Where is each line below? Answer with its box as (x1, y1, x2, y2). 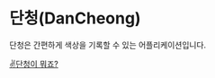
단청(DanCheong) (9, 8, 141, 29)
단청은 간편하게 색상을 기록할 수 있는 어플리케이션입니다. (9, 39, 207, 50)
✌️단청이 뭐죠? (9, 58, 58, 69)
